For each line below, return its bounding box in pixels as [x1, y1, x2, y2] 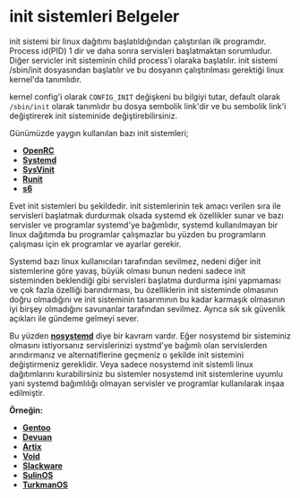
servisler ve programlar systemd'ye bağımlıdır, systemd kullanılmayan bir [9, 219, 279, 230]
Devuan [21, 432, 52, 442]
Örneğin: [9, 405, 43, 416]
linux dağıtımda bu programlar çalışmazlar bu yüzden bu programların [9, 228, 267, 239]
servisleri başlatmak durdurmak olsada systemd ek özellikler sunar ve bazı [9, 210, 284, 220]
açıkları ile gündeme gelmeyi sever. [9, 313, 139, 323]
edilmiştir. [9, 387, 45, 398]
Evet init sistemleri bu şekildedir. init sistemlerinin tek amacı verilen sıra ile [9, 200, 281, 211]
